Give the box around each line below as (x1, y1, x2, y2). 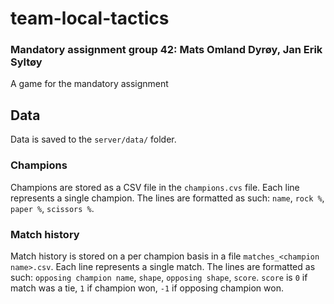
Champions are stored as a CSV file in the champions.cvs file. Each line (10, 181, 300, 193)
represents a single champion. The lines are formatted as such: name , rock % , (10, 192, 325, 204)
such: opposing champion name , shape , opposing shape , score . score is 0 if (10, 271, 308, 283)
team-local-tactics (10, 7, 170, 30)
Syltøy (10, 55, 43, 69)
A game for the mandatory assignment (10, 78, 169, 90)
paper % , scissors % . (10, 202, 95, 214)
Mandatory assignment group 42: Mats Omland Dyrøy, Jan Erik (10, 43, 323, 57)
